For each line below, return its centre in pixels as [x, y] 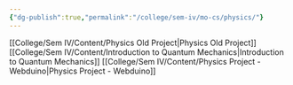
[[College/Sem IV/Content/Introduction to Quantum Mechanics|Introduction [146, 52]
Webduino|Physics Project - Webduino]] [83, 71]
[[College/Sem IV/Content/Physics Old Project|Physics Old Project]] [133, 42]
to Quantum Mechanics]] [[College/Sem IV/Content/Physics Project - [135, 61]
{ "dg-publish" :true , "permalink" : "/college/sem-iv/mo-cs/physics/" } [137, 17]
